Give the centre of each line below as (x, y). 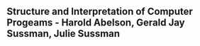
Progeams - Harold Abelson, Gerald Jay (96, 23)
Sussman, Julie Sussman (63, 34)
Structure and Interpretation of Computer (100, 12)
